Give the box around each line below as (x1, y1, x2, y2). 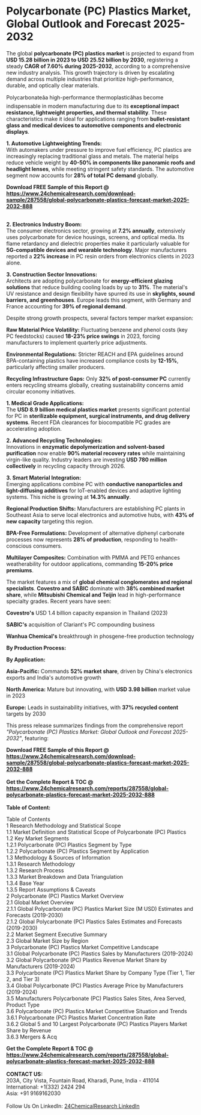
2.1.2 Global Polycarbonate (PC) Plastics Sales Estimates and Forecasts (6, 917, 182, 925)
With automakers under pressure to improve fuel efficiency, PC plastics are (6, 146, 192, 153)
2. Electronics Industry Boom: (6, 220, 82, 228)
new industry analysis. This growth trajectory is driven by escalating (6, 69, 175, 76)
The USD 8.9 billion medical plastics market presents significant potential (6, 405, 190, 413)
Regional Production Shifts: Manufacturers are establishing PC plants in (6, 505, 185, 512)
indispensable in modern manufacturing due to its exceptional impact (6, 102, 179, 110)
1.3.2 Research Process (6, 866, 64, 874)
